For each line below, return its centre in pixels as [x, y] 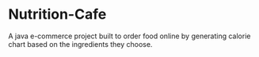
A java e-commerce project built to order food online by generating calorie [129, 36]
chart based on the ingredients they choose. [80, 44]
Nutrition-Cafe [57, 14]
